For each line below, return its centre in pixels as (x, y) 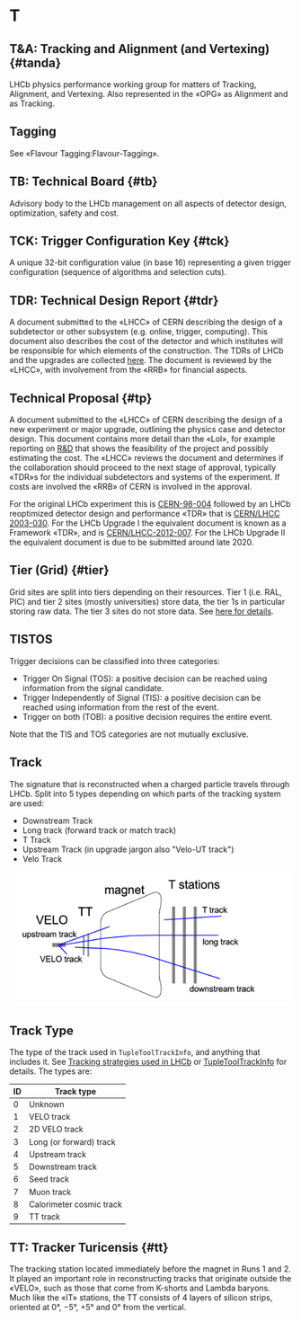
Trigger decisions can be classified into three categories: (115, 660)
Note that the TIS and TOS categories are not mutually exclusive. (129, 734)
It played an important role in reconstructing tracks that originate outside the (150, 1279)
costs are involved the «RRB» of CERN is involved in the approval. (131, 487)
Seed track (49, 1179)
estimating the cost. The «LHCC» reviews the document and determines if (146, 458)
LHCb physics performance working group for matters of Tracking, (133, 84)
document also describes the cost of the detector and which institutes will (146, 341)
